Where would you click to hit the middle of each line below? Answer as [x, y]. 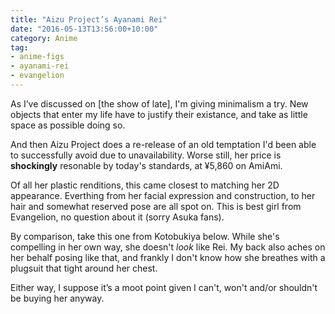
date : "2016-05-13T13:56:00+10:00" [84, 29]
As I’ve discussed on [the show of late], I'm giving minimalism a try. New [159, 103]
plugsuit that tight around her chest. [84, 268]
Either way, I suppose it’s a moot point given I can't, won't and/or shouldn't [164, 287]
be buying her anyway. [57, 298]
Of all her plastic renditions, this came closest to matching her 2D [145, 185]
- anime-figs [37, 57]
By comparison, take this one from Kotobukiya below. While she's [145, 236]
